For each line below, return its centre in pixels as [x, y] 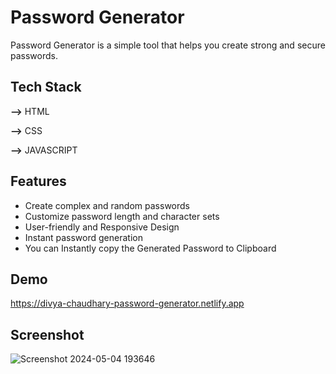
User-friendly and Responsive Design [102, 227]
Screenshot [47, 334]
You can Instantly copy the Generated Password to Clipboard [150, 248]
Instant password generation [83, 237]
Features [38, 181]
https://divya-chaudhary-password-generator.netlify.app [127, 303]
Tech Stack [46, 87]
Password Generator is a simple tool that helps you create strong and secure [168, 45]
